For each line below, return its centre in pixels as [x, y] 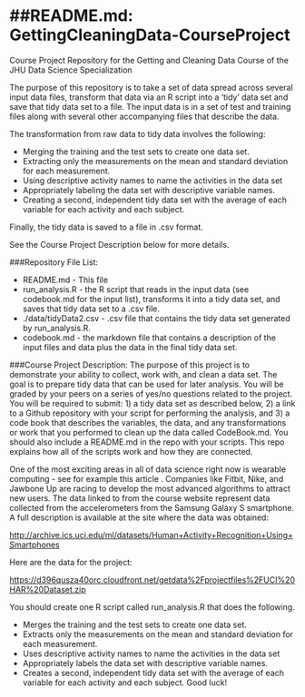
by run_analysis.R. [56, 328]
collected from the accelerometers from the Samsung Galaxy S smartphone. [152, 507]
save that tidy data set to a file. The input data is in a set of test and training [150, 106]
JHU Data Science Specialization [71, 70]
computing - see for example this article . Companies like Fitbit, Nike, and [147, 478]
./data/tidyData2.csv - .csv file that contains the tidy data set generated [156, 318]
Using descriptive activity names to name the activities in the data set [152, 180]
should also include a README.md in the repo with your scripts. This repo [147, 442]
